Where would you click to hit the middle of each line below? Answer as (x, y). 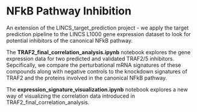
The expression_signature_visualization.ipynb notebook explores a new (97, 89)
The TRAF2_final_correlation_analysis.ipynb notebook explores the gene (98, 52)
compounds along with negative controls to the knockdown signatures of (97, 71)
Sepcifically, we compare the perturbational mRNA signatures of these (94, 65)
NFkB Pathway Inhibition (69, 11)
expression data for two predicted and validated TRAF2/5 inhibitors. (90, 58)
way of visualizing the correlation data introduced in (71, 96)
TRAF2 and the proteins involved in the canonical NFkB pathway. (87, 78)
